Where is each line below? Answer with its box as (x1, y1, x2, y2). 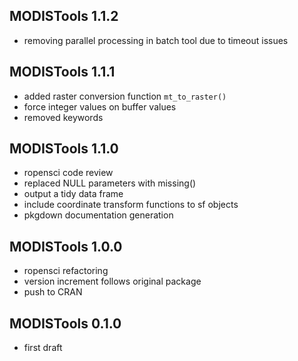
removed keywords (23, 111, 104, 123)
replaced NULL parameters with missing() (23, 177, 197, 189)
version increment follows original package (23, 275, 202, 288)
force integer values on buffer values (23, 100, 177, 113)
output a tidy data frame (23, 188, 124, 200)
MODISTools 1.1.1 (9, 64, 116, 81)
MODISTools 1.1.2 (9, 8, 119, 25)
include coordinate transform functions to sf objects (23, 199, 239, 211)
